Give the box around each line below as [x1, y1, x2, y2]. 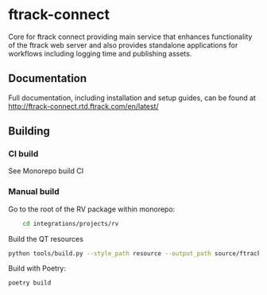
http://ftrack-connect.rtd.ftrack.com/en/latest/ [8, 101, 159, 111]
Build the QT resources [8, 234, 83, 243]
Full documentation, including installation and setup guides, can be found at [8, 93, 257, 103]
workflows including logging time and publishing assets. [8, 49, 192, 58]
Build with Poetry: [8, 264, 66, 274]
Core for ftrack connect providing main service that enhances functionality [8, 32, 253, 41]
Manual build [8, 186, 60, 197]
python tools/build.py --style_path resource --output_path [8, 249, 212, 258]
